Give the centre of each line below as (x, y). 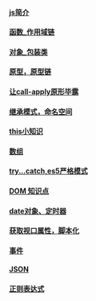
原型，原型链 (30, 71)
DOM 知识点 (29, 191)
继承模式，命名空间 (41, 112)
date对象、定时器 (38, 211)
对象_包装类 (28, 51)
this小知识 (26, 132)
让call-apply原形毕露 (44, 92)
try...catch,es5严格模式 (48, 171)
